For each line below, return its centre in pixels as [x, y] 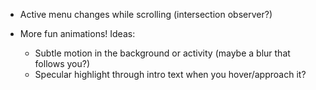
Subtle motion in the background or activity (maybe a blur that [162, 53]
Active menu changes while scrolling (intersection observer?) [146, 14]
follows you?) [62, 63]
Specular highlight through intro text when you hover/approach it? [170, 74]
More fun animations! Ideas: [77, 33]
